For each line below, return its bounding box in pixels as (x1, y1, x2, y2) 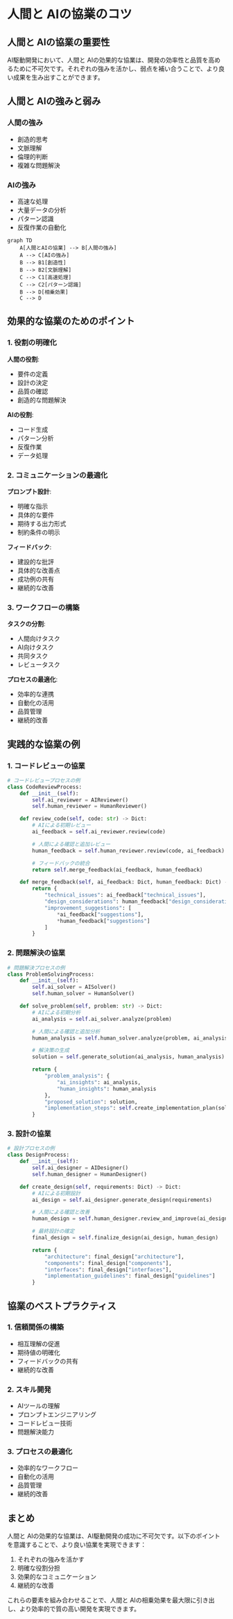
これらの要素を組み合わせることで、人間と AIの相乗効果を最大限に (7, 1596, 197, 1604)
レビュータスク (17, 661, 60, 669)
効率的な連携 (17, 690, 54, 698)
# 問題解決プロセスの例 (7, 964, 66, 972)
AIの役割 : (7, 410, 34, 418)
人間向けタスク (17, 634, 60, 643)
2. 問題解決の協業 (7, 948, 66, 958)
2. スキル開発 (7, 1384, 51, 1394)
